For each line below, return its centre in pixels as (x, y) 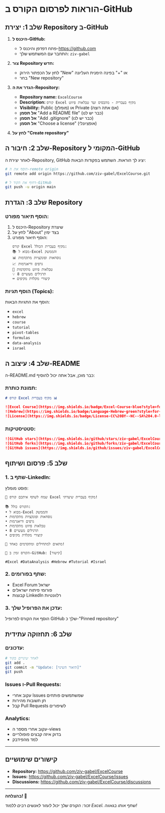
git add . (15, 663)
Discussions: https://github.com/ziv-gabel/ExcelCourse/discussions (82, 782)
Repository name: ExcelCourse (51, 97)
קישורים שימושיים (31, 759)
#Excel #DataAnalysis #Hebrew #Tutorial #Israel (56, 562)
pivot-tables (26, 333)
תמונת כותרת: (21, 388)
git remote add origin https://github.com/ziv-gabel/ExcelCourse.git (78, 174)
